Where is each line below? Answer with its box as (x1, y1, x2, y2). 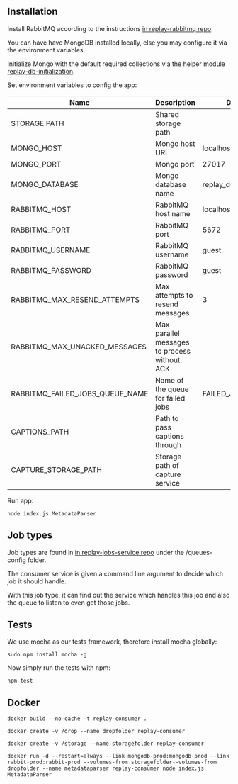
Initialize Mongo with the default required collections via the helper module (7, 60, 225, 68)
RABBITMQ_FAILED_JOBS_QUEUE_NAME (11, 388, 149, 398)
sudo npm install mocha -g (7, 651, 87, 659)
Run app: (7, 496, 34, 505)
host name (155, 208, 191, 218)
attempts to (155, 290, 193, 300)
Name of (155, 375, 184, 385)
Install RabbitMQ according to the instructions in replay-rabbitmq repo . (7, 24, 214, 33)
